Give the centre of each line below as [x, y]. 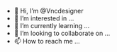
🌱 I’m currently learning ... [52, 26]
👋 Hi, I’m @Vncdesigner [49, 11]
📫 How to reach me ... [47, 41]
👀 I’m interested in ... [44, 18]
